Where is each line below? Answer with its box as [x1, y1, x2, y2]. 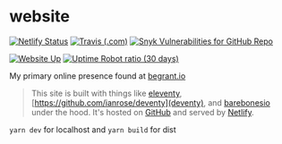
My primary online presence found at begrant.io [9, 70, 186, 81]
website [9, 6, 70, 27]
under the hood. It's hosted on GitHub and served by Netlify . [30, 106, 254, 117]
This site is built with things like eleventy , [30, 88, 183, 98]
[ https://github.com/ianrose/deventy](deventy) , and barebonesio [30, 97, 270, 108]
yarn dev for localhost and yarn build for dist [9, 123, 176, 135]
